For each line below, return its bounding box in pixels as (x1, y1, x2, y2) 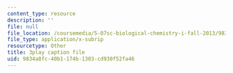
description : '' (7, 17, 54, 24)
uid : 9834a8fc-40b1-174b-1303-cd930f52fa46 (7, 56, 135, 63)
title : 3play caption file (7, 49, 85, 56)
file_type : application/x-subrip (7, 36, 104, 43)
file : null (7, 23, 39, 30)
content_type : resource (7, 10, 76, 17)
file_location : (7, 29, 51, 37)
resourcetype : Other (7, 42, 67, 49)
